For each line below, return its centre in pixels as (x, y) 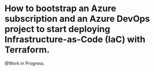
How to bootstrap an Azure (60, 9)
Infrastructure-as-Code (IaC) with (75, 40)
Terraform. (27, 50)
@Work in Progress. (25, 63)
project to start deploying (57, 29)
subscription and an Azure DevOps (77, 19)
